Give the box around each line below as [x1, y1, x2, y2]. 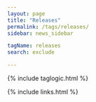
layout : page [7, 10, 46, 17]
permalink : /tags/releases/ [7, 23, 90, 30]
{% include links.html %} [7, 88, 78, 96]
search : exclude [7, 49, 55, 56]
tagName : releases [7, 43, 61, 50]
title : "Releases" [7, 17, 61, 24]
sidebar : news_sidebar [7, 29, 74, 37]
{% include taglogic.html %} [7, 74, 89, 82]
